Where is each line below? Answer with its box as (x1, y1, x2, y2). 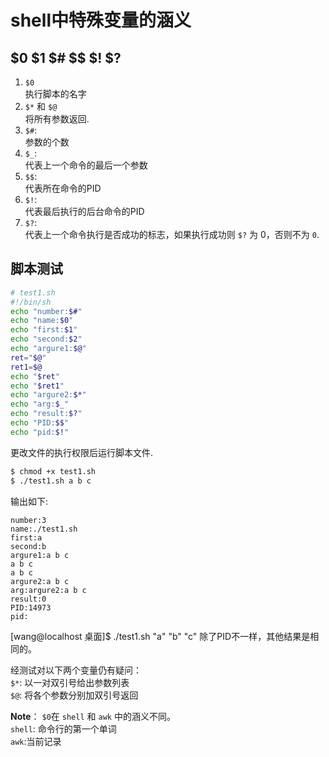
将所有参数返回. (24, 113, 90, 125)
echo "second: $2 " (10, 334, 83, 345)
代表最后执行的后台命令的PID (24, 206, 145, 217)
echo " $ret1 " (10, 381, 65, 391)
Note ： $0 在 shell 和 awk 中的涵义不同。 (10, 710, 176, 722)
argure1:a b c (10, 550, 70, 560)
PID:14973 (10, 602, 52, 613)
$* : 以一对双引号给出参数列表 (10, 676, 130, 688)
